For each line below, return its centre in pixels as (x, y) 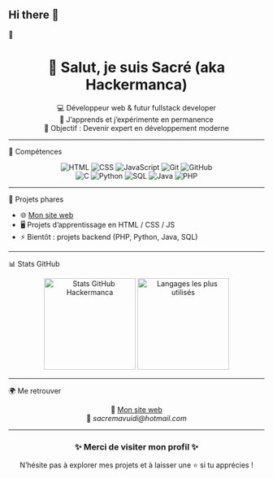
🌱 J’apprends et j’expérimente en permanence (136, 119)
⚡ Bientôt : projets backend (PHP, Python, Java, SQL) (109, 237)
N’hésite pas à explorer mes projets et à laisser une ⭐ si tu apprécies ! (136, 465)
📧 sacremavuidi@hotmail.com (136, 418)
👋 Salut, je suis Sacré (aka (136, 67)
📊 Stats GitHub (34, 263)
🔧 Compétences (35, 151)
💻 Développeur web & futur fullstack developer (136, 107)
